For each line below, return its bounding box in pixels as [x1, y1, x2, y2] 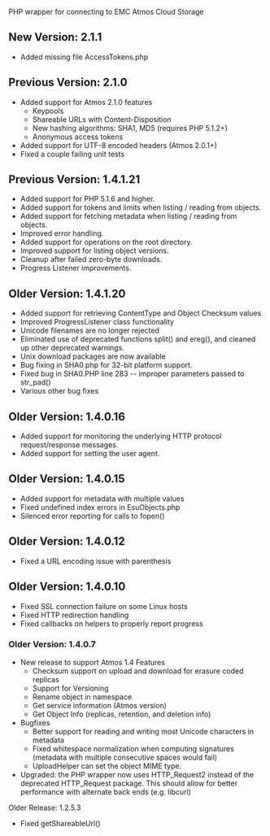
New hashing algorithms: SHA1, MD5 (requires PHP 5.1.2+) [32, 123, 228, 133]
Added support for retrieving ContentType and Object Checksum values [20, 308, 262, 318]
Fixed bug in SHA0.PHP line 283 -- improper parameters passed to [20, 369, 245, 379]
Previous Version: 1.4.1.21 [8, 172, 141, 186]
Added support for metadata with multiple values [20, 494, 185, 503]
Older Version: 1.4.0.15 [8, 472, 125, 486]
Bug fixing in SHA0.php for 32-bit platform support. [20, 360, 193, 370]
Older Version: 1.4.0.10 [8, 580, 126, 594]
